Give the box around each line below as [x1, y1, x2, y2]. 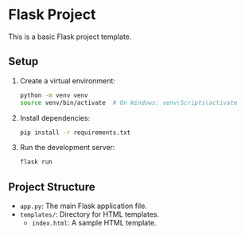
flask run [19, 158, 53, 166]
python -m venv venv [19, 91, 88, 99]
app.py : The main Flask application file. [19, 201, 147, 211]
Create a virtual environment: [19, 75, 115, 85]
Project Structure [8, 180, 95, 194]
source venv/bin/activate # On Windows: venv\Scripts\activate [19, 98, 238, 106]
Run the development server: [19, 143, 115, 152]
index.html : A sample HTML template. [31, 218, 157, 228]
